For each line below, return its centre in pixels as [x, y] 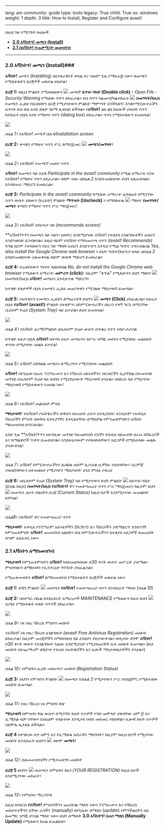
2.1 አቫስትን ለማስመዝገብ [30, 551]
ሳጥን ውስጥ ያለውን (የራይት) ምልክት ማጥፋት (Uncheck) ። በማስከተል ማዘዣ [73, 201]
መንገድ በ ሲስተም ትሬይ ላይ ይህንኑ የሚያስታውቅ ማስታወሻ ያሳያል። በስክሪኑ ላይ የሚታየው [78, 379]
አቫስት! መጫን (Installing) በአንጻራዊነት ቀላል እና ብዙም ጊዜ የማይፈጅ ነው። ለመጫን [76, 76]
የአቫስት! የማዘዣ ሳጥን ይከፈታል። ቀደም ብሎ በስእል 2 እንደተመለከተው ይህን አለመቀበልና [78, 179]
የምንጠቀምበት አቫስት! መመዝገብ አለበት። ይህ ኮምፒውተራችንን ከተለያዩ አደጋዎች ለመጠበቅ [79, 532]
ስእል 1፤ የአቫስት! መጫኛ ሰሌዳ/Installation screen [49, 134]
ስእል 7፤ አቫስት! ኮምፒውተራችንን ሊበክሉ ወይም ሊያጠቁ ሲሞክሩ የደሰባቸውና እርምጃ [74, 465]
